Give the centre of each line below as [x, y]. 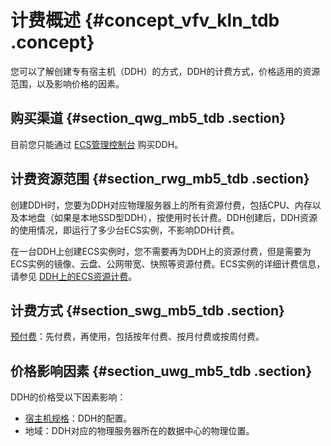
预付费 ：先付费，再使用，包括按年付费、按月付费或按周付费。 [137, 337]
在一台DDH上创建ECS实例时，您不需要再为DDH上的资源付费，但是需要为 [161, 251]
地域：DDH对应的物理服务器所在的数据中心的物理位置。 [139, 431]
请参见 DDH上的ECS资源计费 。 [74, 276]
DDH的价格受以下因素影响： [68, 397]
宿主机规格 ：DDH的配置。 [78, 418]
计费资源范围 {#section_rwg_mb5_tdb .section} [160, 179]
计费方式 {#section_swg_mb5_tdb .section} [147, 310]
